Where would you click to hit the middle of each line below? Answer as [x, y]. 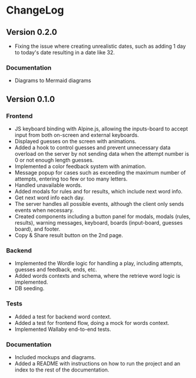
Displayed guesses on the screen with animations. [75, 141]
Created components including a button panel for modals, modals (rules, [102, 216]
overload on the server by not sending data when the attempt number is [102, 153]
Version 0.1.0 [31, 99]
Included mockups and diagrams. [55, 357]
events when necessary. [44, 210]
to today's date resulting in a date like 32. [65, 52]
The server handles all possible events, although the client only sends [99, 203]
